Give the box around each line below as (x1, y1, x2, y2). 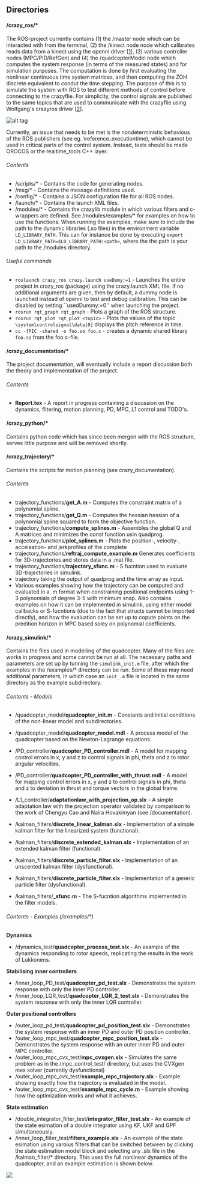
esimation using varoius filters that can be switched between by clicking (14, 1141, 194, 1148)
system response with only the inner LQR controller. (14, 998, 143, 1006)
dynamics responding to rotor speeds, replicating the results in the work (14, 949, 194, 957)
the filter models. (14, 899, 57, 906)
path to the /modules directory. (14, 243, 92, 251)
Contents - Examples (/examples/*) (6, 913, 94, 920)
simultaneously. (14, 1128, 54, 1135)
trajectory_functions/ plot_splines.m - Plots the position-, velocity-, (14, 537, 181, 544)
